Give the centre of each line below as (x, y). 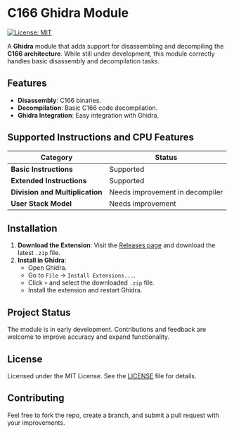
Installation (32, 228)
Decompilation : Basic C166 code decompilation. (87, 108)
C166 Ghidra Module (68, 13)
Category (57, 157)
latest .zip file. (39, 253)
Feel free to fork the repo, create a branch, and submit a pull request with (113, 415)
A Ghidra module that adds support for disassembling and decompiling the (116, 46)
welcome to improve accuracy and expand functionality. (89, 337)
